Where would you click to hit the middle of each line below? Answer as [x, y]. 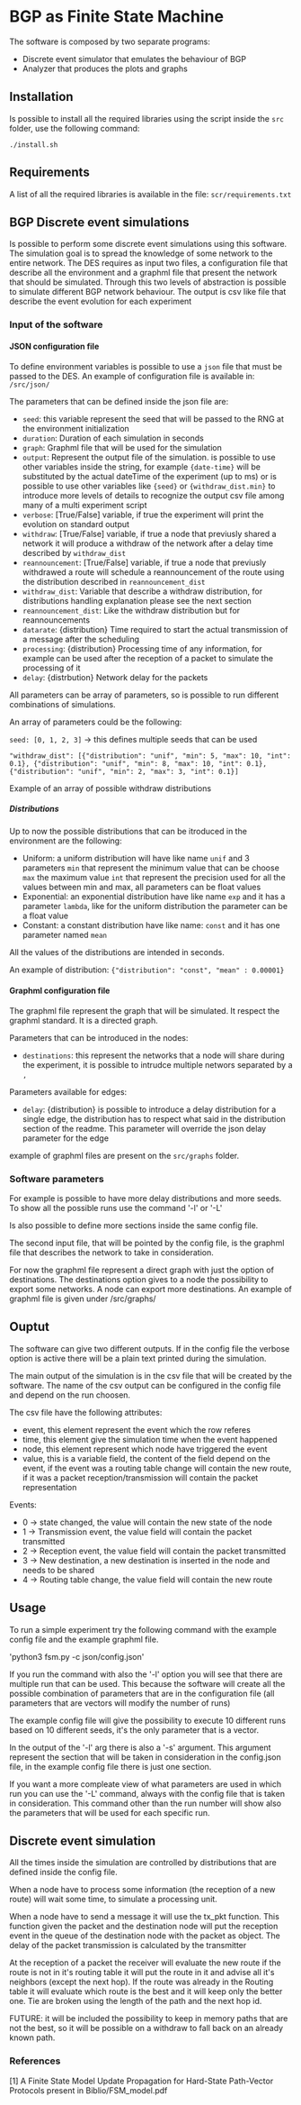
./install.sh [34, 145]
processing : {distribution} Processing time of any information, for [142, 648]
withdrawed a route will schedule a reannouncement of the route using [153, 572]
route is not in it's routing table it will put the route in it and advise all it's [142, 1973]
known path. [32, 2037]
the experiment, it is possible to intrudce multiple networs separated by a [158, 1064]
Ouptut [29, 1327]
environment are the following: [66, 841]
